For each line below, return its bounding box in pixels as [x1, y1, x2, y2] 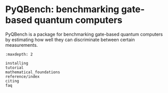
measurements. [5, 42, 38, 48]
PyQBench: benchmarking [5, 4, 120, 15]
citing [5, 78, 19, 83]
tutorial [5, 65, 24, 70]
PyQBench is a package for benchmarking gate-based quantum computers [5, 31, 163, 37]
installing [5, 60, 29, 66]
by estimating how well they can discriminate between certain [5, 37, 135, 43]
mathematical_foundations [5, 70, 60, 75]
